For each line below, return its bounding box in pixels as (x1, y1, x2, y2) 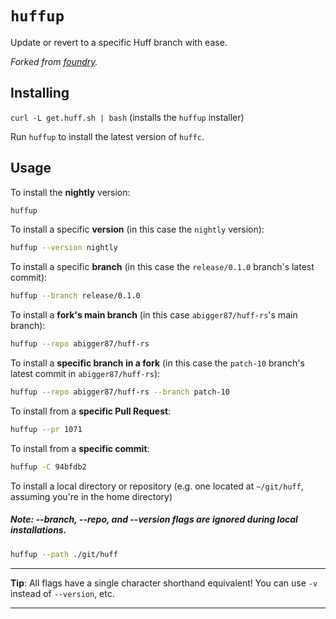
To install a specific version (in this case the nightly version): (10, 223, 265, 236)
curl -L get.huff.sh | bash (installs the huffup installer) (10, 111, 245, 123)
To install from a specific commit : (10, 442, 150, 454)
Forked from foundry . (10, 55, 98, 67)
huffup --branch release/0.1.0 (10, 291, 141, 301)
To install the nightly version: (10, 186, 131, 198)
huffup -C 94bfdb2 (10, 462, 87, 472)
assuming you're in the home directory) (10, 490, 173, 502)
